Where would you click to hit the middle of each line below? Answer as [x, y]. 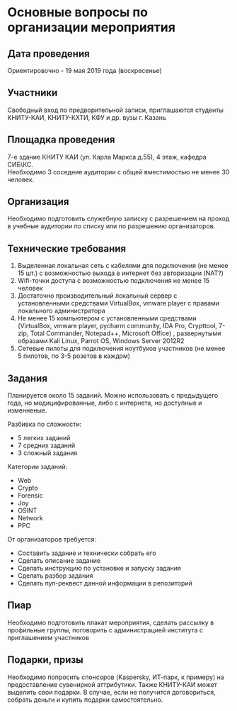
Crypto [28, 488]
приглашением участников [48, 637]
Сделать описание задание [59, 561]
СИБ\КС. [21, 164]
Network [30, 518]
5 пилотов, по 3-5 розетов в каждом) [74, 356]
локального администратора [61, 311]
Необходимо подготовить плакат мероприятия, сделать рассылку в [111, 622]
